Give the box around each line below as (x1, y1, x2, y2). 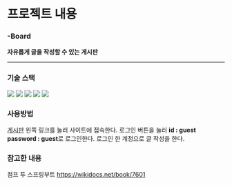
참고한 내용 (7, 153, 42, 163)
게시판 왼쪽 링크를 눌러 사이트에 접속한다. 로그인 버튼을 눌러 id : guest (7, 126, 197, 135)
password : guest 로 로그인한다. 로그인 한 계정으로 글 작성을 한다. (7, 135, 185, 143)
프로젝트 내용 (7, 6, 77, 22)
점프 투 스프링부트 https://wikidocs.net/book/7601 (7, 171, 146, 179)
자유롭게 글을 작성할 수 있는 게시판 (7, 48, 98, 56)
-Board (7, 32, 31, 41)
